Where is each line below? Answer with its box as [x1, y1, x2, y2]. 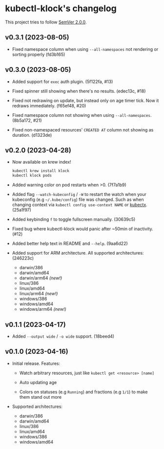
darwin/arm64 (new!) [19, 275, 62, 281]
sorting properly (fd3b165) [12, 51, 65, 57]
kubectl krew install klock [12, 169, 69, 173]
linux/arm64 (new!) [19, 291, 58, 297]
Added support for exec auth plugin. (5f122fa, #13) [12, 79, 113, 85]
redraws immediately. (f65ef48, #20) [12, 103, 86, 108]
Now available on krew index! [12, 159, 72, 165]
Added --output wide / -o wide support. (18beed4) [12, 333, 115, 339]
